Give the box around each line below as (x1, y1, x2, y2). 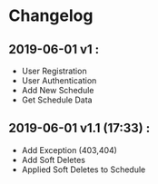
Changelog (8, 5, 94, 26)
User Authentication (21, 75, 97, 86)
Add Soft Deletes (21, 154, 85, 165)
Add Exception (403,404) (21, 144, 117, 155)
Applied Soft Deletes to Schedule (21, 164, 146, 175)
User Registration (21, 65, 87, 76)
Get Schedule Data (21, 94, 93, 105)
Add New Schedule (21, 85, 94, 95)
